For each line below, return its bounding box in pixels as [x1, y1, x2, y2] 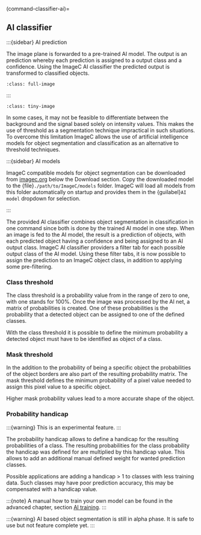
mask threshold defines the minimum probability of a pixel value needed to [6, 377, 191, 384]
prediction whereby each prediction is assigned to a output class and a [6, 57, 182, 64]
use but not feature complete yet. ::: [6, 521, 95, 529]
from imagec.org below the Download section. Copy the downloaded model [6, 175, 194, 183]
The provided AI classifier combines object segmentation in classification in [6, 218, 194, 225]
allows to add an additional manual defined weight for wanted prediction [6, 454, 185, 461]
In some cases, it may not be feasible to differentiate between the [6, 114, 169, 121]
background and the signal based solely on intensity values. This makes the [6, 120, 194, 127]
